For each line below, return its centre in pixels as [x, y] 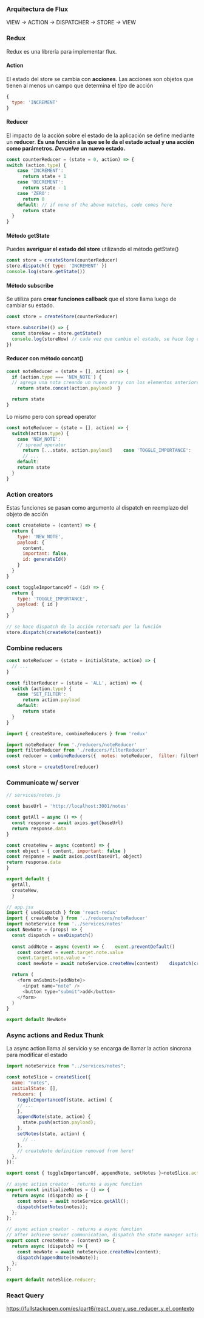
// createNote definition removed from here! [76, 1151]
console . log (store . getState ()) [46, 272]
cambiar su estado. [30, 305]
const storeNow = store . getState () [57, 333]
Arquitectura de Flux [37, 9]
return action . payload [51, 700]
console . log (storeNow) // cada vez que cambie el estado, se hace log [103, 339]
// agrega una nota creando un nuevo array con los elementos [92, 383]
